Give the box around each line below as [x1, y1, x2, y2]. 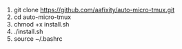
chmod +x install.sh [13, 20, 70, 28]
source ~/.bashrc [13, 35, 63, 43]
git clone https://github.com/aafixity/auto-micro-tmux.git [13, 6, 174, 14]
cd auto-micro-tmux [13, 13, 72, 21]
